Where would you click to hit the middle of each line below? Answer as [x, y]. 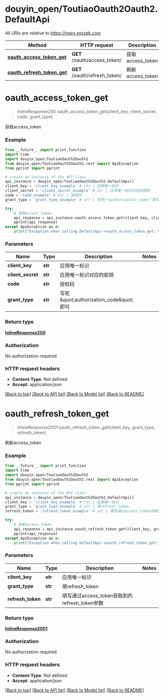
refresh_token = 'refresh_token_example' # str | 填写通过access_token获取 [82, 511]
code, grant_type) [35, 117]
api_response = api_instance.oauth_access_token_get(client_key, [82, 218]
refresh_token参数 [83, 603]
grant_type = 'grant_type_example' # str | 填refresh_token [67, 507]
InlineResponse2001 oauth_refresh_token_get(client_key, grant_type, [86, 427]
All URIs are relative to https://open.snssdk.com [53, 33]
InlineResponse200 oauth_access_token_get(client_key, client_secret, [87, 111]
